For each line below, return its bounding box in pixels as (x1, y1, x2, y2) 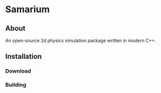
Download (5, 67, 32, 75)
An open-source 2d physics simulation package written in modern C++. (5, 37, 156, 43)
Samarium (5, 4, 50, 15)
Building (5, 81, 27, 88)
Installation (5, 52, 42, 61)
